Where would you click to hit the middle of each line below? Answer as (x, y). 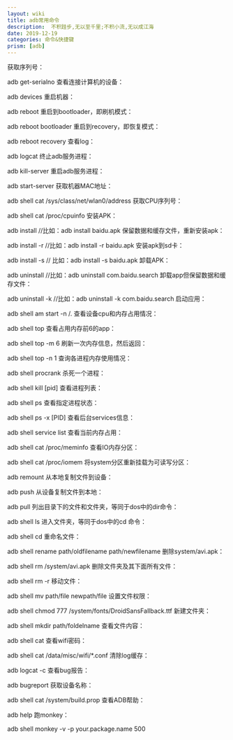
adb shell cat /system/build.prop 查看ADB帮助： (76, 700)
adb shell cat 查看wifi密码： (47, 640)
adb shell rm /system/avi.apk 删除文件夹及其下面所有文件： (92, 566)
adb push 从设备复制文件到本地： (55, 492)
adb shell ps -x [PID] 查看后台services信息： (71, 418)
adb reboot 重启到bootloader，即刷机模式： (70, 112)
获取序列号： (25, 67)
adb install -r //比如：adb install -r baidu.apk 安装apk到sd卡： (96, 245)
